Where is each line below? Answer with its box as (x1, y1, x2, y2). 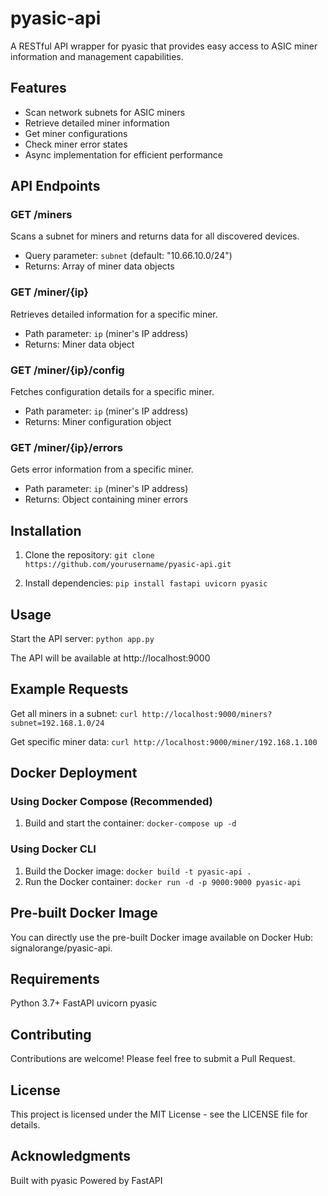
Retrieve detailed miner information (24, 117, 170, 129)
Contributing (10, 1026, 92, 1043)
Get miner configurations (24, 127, 128, 139)
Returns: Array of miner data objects (24, 260, 175, 272)
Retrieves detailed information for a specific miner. (10, 308, 218, 320)
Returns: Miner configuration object (24, 416, 172, 428)
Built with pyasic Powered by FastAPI (10, 1174, 163, 1186)
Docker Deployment (10, 765, 138, 782)
